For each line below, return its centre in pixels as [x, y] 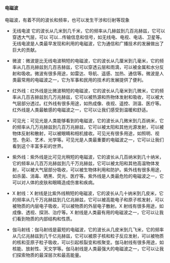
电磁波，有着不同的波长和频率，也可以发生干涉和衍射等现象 [67, 20]
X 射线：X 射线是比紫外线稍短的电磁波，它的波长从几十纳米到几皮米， [86, 193]
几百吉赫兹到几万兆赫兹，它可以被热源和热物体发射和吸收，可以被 [90, 97]
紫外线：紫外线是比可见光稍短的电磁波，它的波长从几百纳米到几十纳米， [88, 157]
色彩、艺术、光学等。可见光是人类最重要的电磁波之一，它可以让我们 [92, 140]
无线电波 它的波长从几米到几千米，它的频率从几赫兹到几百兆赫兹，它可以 [89, 31]
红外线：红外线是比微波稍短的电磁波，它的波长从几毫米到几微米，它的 [86, 91]
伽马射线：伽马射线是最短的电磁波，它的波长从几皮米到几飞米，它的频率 [88, 230]
